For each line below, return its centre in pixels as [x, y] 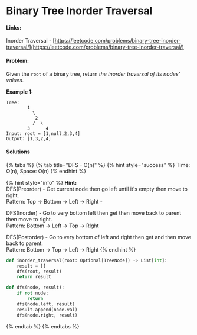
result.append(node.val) [47, 310]
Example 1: [20, 91]
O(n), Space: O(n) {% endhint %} [46, 171]
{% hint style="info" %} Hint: [42, 182]
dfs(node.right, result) [47, 315]
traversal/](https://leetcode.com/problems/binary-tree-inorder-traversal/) [95, 47]
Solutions [18, 152]
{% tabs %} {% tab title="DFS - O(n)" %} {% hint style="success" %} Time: [98, 165]
